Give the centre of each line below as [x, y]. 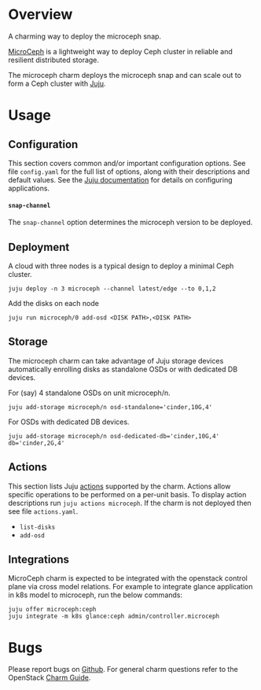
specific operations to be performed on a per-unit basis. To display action [127, 494]
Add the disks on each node [54, 303]
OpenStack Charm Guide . [50, 677]
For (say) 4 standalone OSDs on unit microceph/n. [89, 393]
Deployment [39, 247]
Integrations [39, 559]
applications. [29, 188]
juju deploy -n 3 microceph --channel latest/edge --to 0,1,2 [112, 289]
